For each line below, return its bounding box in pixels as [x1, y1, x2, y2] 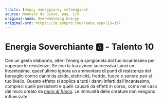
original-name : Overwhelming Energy [5, 16, 79, 21]
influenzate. [5, 94, 29, 100]
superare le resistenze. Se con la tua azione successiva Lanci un [5, 63, 135, 69]
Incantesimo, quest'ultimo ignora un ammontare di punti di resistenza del [5, 68, 151, 74]
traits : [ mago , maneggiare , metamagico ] [5, 7, 89, 12]
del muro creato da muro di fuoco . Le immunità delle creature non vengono [5, 88, 156, 94]
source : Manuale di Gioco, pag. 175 [5, 12, 79, 16]
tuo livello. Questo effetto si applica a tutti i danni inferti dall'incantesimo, [5, 78, 151, 84]
